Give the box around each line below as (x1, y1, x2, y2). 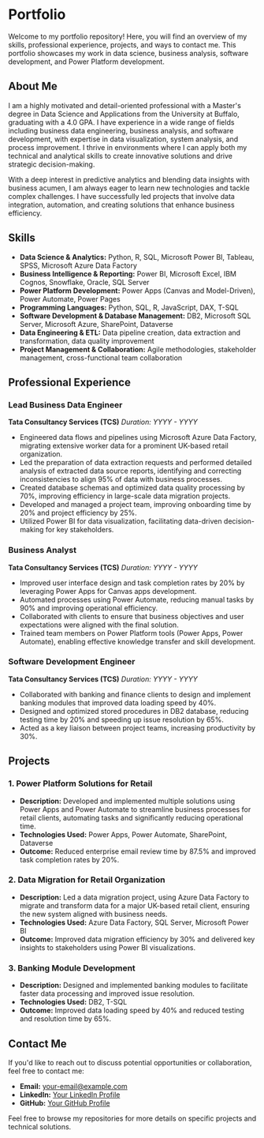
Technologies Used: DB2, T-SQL (19, 997, 128, 1007)
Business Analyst (8, 545, 77, 556)
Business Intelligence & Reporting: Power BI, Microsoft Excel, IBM (19, 269, 236, 278)
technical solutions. (8, 1121, 72, 1131)
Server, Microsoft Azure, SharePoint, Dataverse (19, 319, 173, 329)
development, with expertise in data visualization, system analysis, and (8, 134, 239, 144)
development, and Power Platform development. (8, 57, 165, 66)
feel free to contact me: (8, 1066, 84, 1076)
